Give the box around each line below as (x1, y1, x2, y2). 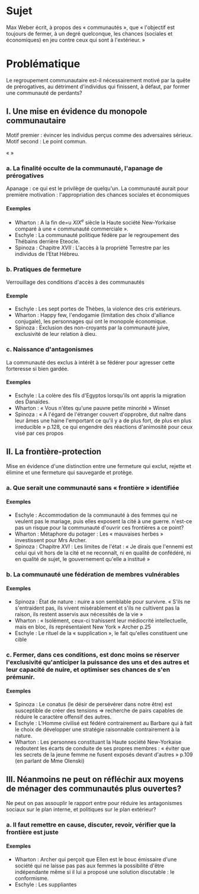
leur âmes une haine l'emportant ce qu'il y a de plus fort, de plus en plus (14, 416, 191, 424)
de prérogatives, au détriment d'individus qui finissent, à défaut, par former (6, 83, 190, 90)
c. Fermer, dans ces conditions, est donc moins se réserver (6, 651, 179, 659)
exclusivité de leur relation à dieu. (14, 331, 97, 338)
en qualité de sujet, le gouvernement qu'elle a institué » (14, 555, 150, 562)
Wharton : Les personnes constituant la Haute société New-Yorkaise (14, 739, 182, 746)
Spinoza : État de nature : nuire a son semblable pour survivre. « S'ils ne (14, 598, 191, 605)
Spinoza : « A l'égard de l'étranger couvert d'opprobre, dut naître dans (14, 411, 187, 418)
